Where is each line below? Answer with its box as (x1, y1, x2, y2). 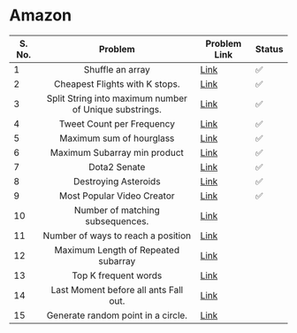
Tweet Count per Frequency (58, 117, 175, 129)
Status (255, 43, 284, 55)
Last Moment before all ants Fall (50, 283, 184, 296)
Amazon (9, 5, 72, 26)
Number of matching (73, 204, 161, 216)
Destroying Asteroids (73, 174, 161, 187)
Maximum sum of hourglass (59, 132, 175, 144)
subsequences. (85, 214, 149, 227)
